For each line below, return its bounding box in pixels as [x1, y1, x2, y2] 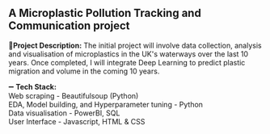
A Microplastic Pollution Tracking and [8, 6, 202, 20]
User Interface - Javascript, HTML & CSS [8, 116, 146, 126]
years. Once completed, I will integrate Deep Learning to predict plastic [8, 57, 246, 67]
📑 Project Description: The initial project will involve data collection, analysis [8, 40, 262, 50]
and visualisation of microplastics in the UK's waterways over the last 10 [8, 48, 249, 59]
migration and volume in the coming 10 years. [8, 66, 160, 76]
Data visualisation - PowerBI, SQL [8, 108, 120, 118]
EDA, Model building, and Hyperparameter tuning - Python [8, 99, 204, 109]
